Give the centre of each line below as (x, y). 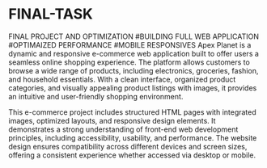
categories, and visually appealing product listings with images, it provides (133, 88)
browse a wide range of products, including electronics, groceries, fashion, (133, 70)
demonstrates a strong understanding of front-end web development (123, 129)
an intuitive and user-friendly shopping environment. (96, 96)
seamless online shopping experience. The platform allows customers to (129, 62)
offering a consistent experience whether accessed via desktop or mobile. (132, 155)
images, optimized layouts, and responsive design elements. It (112, 120)
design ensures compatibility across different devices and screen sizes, (128, 146)
